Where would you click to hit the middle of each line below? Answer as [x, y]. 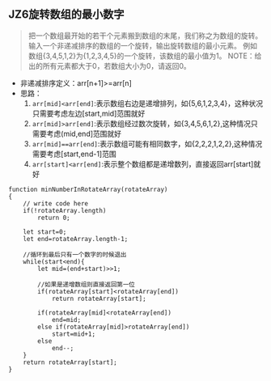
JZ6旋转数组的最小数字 [66, 15]
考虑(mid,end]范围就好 [84, 133]
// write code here [56, 203]
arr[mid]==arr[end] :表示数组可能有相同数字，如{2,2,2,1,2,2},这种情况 [147, 143]
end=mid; [66, 320]
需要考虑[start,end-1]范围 [74, 154]
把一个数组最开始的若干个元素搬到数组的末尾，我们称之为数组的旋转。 [145, 36]
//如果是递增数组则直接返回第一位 [86, 284]
